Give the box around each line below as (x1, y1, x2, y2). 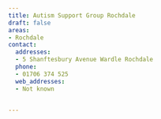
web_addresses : (15, 77, 66, 85)
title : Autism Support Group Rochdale (8, 11, 136, 20)
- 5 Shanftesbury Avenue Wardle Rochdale (15, 56, 154, 64)
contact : (8, 41, 37, 49)
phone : (15, 63, 37, 71)
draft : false (8, 19, 51, 27)
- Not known (15, 84, 55, 93)
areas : (8, 26, 30, 34)
